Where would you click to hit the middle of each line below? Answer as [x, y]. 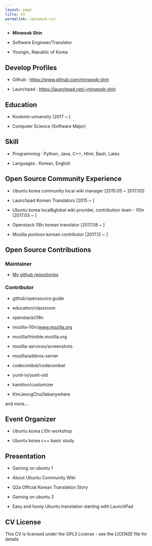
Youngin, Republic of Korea [40, 52]
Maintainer [19, 264]
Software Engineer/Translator [42, 43]
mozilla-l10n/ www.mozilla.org [42, 327]
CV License [23, 522]
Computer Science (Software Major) [49, 126]
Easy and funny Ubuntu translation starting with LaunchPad [73, 506]
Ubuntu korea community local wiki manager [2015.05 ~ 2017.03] [78, 190]
